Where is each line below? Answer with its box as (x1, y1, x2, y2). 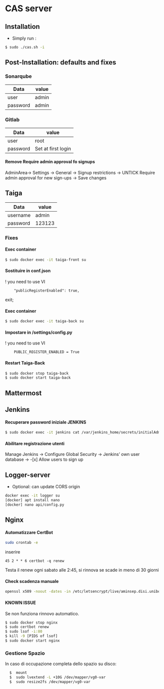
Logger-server (5, 471, 50, 479)
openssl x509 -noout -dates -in (5, 589, 71, 594)
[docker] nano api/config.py (5, 502, 64, 507)
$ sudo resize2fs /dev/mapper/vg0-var (9, 679, 91, 684)
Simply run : (12, 35, 37, 41)
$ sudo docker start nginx (5, 638, 60, 643)
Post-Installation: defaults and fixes (5, 58, 116, 66)
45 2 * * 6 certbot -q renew (5, 559, 64, 563)
